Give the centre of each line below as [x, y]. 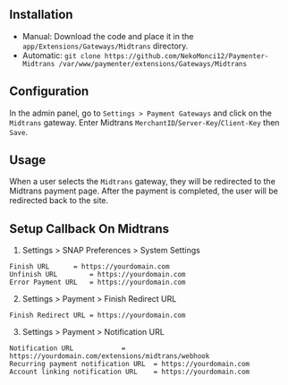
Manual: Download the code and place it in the [108, 36]
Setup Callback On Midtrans [89, 229]
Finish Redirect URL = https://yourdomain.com [97, 316]
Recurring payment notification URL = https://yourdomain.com [130, 364]
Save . [19, 132]
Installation [41, 15]
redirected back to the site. [59, 201]
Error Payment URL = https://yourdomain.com [97, 282]
